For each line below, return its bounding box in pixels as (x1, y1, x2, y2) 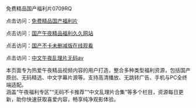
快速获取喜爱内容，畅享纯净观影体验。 (26, 96, 119, 103)
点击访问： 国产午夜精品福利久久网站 (6, 30, 94, 37)
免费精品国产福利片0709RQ (6, 5, 72, 12)
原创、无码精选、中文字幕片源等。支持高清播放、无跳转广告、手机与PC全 (6, 74, 183, 81)
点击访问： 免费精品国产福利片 (6, 17, 78, 24)
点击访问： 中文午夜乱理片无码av (6, 55, 84, 61)
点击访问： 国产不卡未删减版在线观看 (6, 42, 94, 49)
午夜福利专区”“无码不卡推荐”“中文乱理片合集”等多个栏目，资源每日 (18, 89, 178, 95)
